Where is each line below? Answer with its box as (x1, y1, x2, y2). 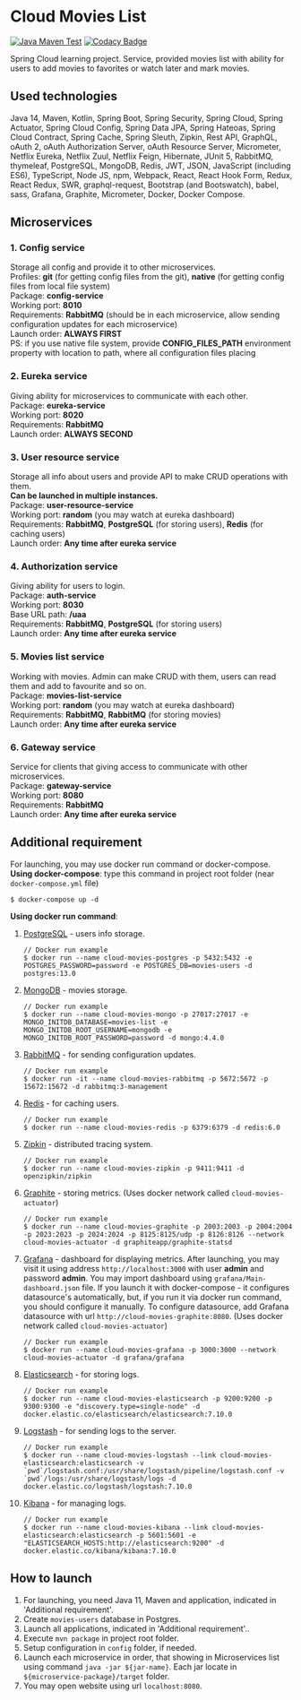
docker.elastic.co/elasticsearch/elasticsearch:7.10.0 (22, 1410, 233, 1419)
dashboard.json (22, 1283, 81, 1292)
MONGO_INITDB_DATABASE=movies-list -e (22, 1017, 168, 1027)
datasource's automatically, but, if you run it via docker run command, (22, 1291, 282, 1302)
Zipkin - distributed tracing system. (22, 1138, 153, 1149)
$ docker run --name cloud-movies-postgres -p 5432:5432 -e (22, 953, 253, 962)
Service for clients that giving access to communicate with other (10, 761, 248, 772)
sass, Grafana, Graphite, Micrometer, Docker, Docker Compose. (10, 188, 245, 199)
